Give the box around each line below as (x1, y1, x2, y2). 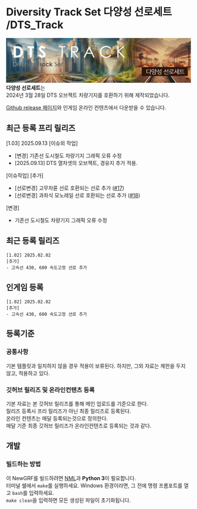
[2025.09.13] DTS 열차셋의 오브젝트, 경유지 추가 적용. (14, 160, 138, 167)
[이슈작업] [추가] (6, 172, 44, 179)
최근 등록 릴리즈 (6, 235, 60, 245)
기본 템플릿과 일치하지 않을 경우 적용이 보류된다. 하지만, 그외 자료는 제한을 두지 (6, 362, 186, 369)
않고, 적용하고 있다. (6, 369, 50, 376)
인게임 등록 (6, 282, 44, 292)
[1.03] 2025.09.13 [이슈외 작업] (6, 140, 78, 147)
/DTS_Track (6, 18, 63, 32)
